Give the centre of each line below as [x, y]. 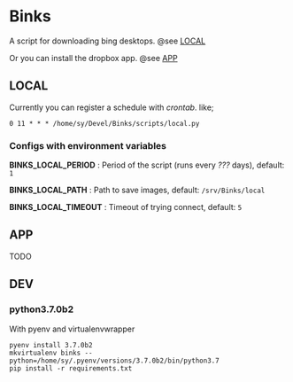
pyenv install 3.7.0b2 [51, 345]
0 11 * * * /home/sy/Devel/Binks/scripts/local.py [104, 123]
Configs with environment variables [88, 145]
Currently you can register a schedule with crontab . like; [112, 107]
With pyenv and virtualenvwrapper [72, 329]
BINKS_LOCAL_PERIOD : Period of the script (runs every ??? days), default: [147, 165]
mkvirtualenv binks [45, 353]
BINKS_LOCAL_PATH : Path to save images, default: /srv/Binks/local [137, 190]
